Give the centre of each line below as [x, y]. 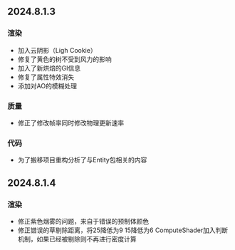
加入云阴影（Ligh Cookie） [57, 50]
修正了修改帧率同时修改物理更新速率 [71, 123]
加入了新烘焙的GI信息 [49, 68]
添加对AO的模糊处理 [47, 85]
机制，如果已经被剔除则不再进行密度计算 [77, 239]
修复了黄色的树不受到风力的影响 [64, 59]
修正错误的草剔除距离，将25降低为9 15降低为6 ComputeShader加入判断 [123, 230]
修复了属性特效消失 [46, 77]
